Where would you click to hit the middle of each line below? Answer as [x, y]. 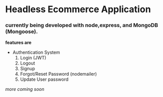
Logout [28, 63]
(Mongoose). [22, 31]
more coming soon [25, 89]
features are [18, 43]
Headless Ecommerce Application [78, 9]
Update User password [44, 79]
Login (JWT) [33, 58]
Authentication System [36, 52]
